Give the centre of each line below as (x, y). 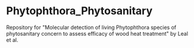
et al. (12, 40)
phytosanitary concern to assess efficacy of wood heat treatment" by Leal (97, 33)
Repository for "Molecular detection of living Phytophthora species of (91, 27)
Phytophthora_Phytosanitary (79, 11)
